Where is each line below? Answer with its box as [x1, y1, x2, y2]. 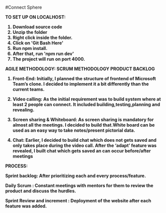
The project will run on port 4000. [12, 56, 85, 62]
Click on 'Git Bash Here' [12, 40, 64, 46]
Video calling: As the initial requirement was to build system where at [12, 96, 161, 102]
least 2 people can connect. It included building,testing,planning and [12, 101, 160, 108]
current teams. [12, 86, 45, 92]
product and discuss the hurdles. [5, 188, 77, 194]
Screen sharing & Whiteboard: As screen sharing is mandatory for [12, 117, 154, 123]
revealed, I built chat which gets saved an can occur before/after [12, 148, 151, 153]
